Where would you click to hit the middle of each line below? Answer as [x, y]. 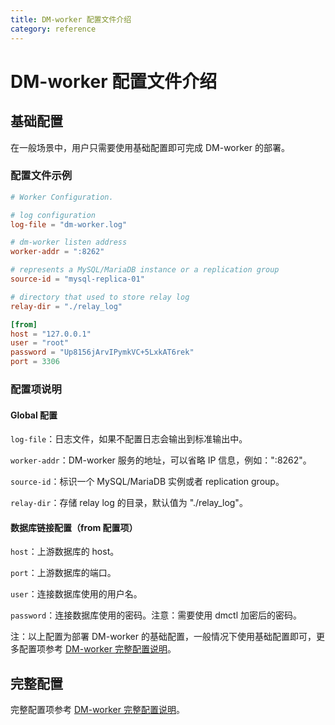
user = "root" [40, 343]
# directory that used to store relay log [100, 297]
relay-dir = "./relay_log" [66, 306]
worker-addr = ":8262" [57, 252]
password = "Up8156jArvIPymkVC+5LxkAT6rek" [102, 352]
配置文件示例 [41, 176]
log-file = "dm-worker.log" [69, 224]
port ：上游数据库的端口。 [63, 573]
